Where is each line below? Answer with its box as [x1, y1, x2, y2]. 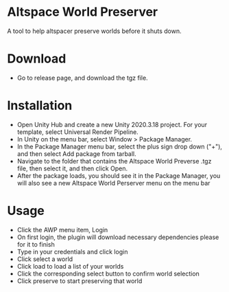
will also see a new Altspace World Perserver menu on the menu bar [16, 179, 210, 187]
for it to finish [16, 240, 55, 248]
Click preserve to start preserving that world [16, 276, 143, 285]
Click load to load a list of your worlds [16, 262, 124, 270]
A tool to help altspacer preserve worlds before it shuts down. [7, 27, 182, 35]
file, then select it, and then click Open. [16, 164, 128, 172]
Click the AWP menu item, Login [16, 225, 108, 234]
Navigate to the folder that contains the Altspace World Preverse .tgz [16, 157, 212, 165]
